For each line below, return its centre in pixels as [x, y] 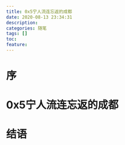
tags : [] [17, 34]
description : [22, 22]
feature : [17, 45]
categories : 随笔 [27, 28]
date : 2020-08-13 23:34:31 [39, 17]
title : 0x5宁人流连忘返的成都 [39, 12]
